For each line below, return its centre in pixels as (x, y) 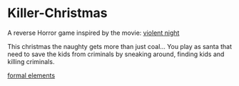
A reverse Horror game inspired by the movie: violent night (93, 33)
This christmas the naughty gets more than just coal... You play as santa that (119, 46)
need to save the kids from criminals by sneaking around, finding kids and (116, 54)
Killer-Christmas (57, 13)
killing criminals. (31, 61)
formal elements (31, 75)
